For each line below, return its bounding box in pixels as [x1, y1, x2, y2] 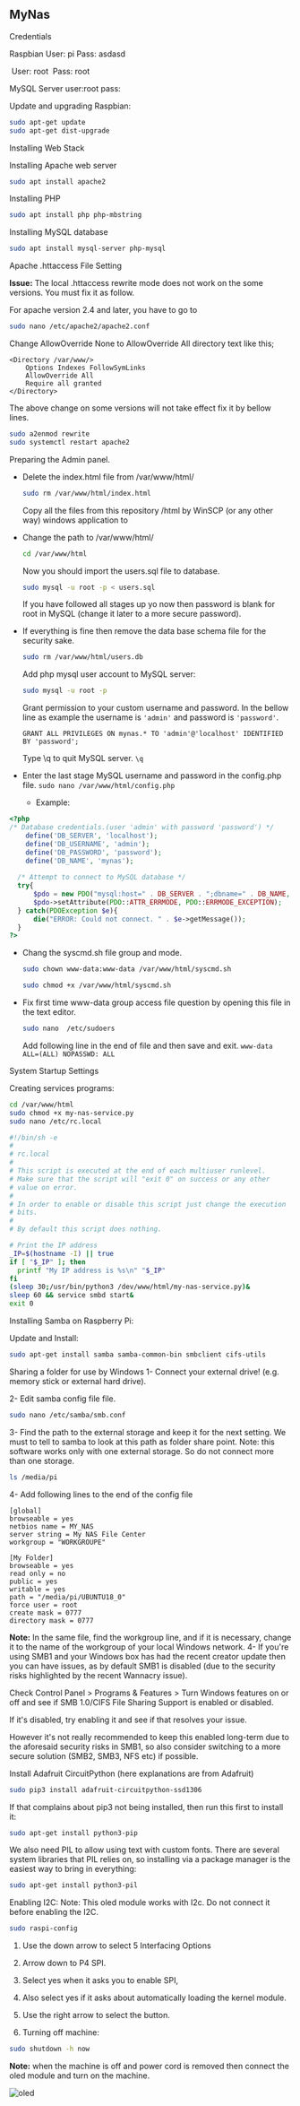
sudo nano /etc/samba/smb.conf [9, 1410, 126, 1419]
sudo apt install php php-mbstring [9, 211, 142, 220]
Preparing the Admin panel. [9, 454, 110, 464]
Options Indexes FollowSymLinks [25, 363, 146, 373]
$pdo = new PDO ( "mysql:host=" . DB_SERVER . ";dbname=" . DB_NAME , [32, 889, 291, 899]
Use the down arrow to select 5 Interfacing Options [21, 1940, 212, 1951]
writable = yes [9, 1584, 66, 1594]
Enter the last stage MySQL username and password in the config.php [21, 770, 282, 781]
